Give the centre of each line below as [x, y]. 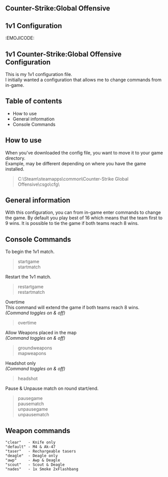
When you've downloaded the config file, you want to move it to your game [84, 153]
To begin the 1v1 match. [30, 252]
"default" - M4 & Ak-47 [31, 447]
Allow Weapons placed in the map [41, 333]
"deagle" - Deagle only [32, 456]
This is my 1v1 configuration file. [39, 74]
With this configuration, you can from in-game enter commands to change [83, 212]
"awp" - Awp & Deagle [33, 460]
